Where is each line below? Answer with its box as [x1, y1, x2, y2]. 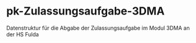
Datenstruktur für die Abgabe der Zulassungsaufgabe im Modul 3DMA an [6, 24, 190, 31]
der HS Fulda [6, 30, 40, 38]
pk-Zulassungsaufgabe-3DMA [6, 4, 165, 18]
